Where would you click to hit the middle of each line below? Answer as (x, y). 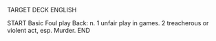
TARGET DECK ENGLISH (42, 10)
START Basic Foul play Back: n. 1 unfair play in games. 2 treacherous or (108, 23)
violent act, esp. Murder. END (49, 30)
